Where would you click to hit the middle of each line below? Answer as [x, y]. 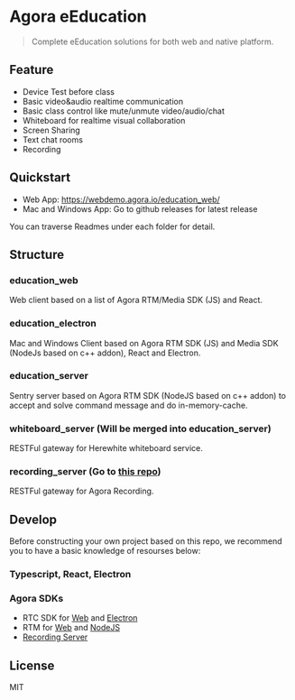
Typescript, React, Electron [70, 575]
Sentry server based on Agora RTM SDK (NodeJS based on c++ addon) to [148, 395]
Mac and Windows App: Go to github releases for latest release [140, 208]
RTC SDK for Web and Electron [80, 618]
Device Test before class [69, 91]
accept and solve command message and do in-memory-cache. [129, 405]
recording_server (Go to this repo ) [85, 472]
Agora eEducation [78, 17]
